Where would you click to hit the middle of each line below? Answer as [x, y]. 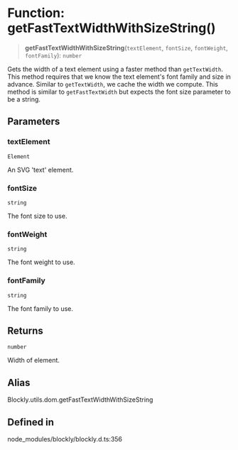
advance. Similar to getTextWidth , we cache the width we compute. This [113, 84]
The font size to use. [37, 216]
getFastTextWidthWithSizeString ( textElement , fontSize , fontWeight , [126, 48]
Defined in [31, 422]
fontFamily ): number [53, 55]
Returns [26, 330]
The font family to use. [40, 308]
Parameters [34, 122]
